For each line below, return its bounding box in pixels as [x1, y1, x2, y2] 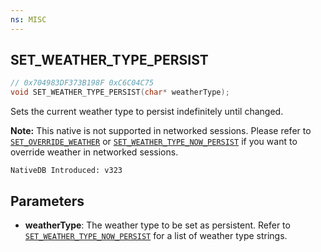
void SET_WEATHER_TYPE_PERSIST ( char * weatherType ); [10, 87, 230, 98]
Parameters [10, 192, 85, 210]
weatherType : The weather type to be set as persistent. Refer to [24, 219, 291, 231]
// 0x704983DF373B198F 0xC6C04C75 [10, 78, 155, 88]
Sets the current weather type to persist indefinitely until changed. [10, 106, 284, 118]
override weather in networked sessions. [10, 146, 179, 158]
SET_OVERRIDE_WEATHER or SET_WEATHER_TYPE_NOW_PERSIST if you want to [10, 136, 298, 148]
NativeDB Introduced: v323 [10, 166, 123, 176]
